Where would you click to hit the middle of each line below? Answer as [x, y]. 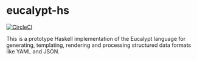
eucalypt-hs [38, 10]
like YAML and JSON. [33, 51]
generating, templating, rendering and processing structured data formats [99, 45]
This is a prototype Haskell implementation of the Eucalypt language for [96, 38]
